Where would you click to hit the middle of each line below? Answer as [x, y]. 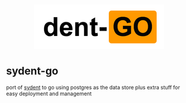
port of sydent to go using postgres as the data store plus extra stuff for [93, 87]
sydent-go [32, 71]
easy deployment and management [49, 94]
